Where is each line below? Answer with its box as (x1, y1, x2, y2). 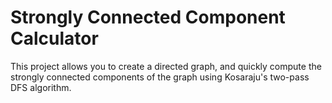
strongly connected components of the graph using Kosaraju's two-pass (10, 71, 310, 83)
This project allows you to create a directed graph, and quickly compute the (10, 60, 322, 72)
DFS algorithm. (10, 81, 72, 93)
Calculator (10, 27, 99, 50)
